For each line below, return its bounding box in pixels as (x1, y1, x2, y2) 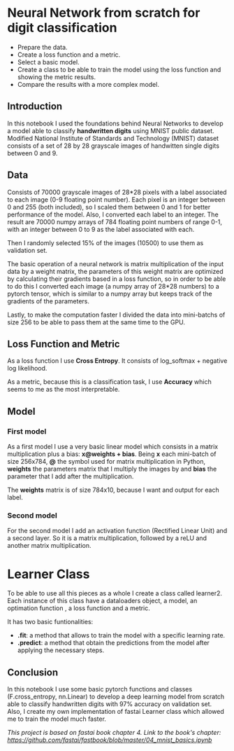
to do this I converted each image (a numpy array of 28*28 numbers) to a (7, 282, 220, 290)
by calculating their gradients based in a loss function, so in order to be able (7, 275, 226, 283)
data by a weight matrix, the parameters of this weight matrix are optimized (7, 267, 224, 275)
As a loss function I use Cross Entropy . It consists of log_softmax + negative (7, 357, 228, 365)
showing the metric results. (17, 72, 96, 81)
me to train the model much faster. (7, 715, 107, 723)
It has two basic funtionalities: (7, 618, 94, 626)
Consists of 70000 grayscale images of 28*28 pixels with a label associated (7, 188, 227, 196)
